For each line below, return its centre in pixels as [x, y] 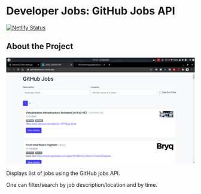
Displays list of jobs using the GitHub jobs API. [63, 173]
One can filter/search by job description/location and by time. [82, 184]
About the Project [40, 46]
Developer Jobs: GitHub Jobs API [91, 11]
